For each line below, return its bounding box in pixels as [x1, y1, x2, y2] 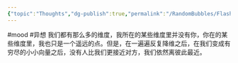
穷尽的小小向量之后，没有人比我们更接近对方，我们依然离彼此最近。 [7, 48, 206, 56]
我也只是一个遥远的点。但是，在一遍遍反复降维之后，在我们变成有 [38, 39, 231, 48]
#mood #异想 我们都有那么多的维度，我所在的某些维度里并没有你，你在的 [7, 30, 222, 38]
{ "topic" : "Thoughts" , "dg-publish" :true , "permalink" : [7, 10, 166, 17]
